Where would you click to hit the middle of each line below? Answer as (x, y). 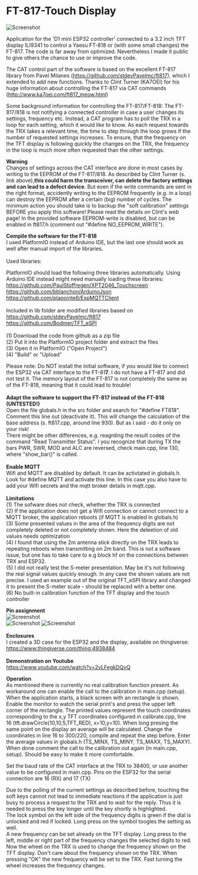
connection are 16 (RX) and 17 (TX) (48, 778)
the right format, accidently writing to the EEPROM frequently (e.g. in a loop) (99, 193)
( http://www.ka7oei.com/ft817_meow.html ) (57, 94)
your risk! (18, 429)
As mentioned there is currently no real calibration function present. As (92, 685)
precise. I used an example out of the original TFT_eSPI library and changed (98, 580)
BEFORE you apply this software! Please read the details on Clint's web (92, 212)
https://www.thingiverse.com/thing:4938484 (61, 648)
